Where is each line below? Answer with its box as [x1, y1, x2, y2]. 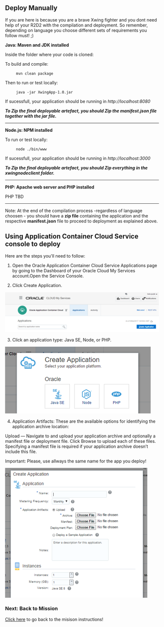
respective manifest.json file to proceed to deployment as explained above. [5, 218, 158, 224]
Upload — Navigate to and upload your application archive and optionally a [5, 433, 156, 439]
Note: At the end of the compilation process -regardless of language [5, 208, 143, 214]
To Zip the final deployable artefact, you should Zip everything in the [5, 165, 148, 170]
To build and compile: [5, 61, 49, 67]
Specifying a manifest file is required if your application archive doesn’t [5, 443, 148, 449]
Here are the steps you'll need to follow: [5, 253, 85, 259]
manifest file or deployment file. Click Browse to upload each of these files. [5, 438, 156, 444]
